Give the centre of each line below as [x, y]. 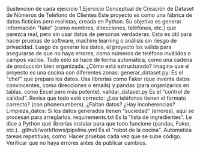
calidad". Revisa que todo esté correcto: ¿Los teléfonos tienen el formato [96, 98]
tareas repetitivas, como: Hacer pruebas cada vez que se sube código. [94, 136]
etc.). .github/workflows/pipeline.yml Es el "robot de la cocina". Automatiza [99, 130]
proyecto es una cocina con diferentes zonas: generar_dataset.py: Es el [95, 72]
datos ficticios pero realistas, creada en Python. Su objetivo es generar [94, 21]
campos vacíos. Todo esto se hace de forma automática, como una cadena [99, 60]
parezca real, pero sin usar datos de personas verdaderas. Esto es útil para [99, 34]
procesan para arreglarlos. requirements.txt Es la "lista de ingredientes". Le [99, 117]
